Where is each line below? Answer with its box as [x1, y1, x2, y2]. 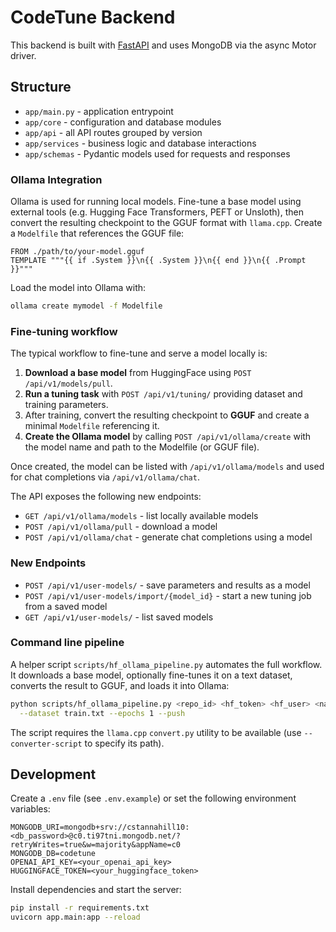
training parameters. [24, 399, 109, 411]
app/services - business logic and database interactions [24, 137, 257, 149]
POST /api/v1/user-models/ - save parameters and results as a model [24, 579, 311, 591]
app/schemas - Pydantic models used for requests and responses [24, 147, 291, 160]
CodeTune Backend [10, 6, 176, 29]
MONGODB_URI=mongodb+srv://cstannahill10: [10, 822, 190, 833]
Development [10, 766, 97, 783]
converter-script [10, 739, 83, 749]
